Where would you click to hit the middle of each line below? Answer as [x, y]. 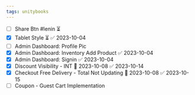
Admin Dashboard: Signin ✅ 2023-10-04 [64, 59]
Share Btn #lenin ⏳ [38, 29]
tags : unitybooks [27, 12]
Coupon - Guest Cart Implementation [60, 86]
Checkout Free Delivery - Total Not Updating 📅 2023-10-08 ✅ [90, 73]
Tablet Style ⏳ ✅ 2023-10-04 [50, 37]
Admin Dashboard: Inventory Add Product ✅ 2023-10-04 [84, 53]
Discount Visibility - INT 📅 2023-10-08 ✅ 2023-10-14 [79, 66]
